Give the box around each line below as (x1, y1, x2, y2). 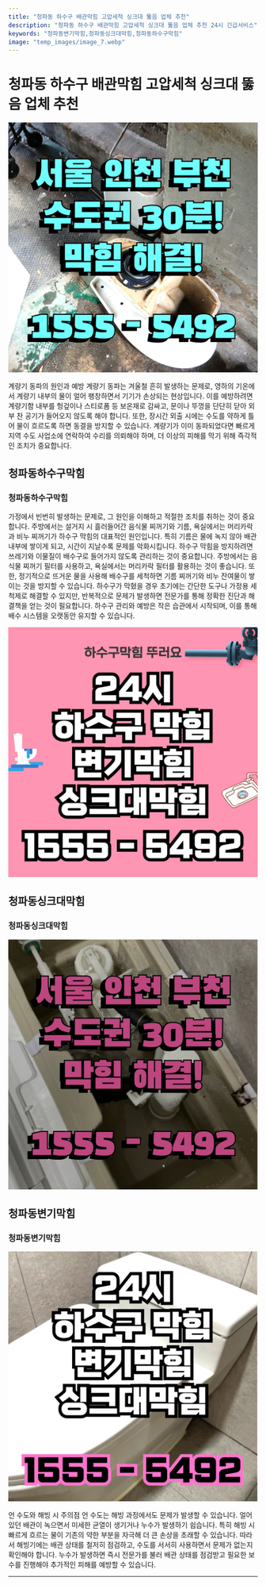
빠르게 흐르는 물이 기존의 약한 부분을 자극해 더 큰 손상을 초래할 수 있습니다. (8, 1530, 238, 1540)
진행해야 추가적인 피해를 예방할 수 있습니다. (22, 1560, 157, 1570)
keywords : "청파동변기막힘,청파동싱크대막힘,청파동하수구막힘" (8, 29, 183, 37)
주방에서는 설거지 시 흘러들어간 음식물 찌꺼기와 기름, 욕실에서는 (31, 521, 226, 531)
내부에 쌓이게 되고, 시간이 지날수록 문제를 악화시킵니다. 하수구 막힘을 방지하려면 (8, 541, 253, 551)
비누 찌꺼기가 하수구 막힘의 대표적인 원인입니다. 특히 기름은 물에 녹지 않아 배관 (16, 532, 257, 541)
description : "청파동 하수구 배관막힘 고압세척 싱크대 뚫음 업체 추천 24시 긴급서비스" (8, 21, 258, 29)
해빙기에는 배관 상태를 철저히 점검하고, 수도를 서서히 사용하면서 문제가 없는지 (16, 1540, 253, 1550)
